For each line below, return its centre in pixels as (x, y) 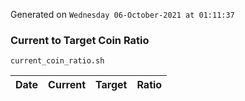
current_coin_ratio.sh (57, 61)
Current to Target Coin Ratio (80, 40)
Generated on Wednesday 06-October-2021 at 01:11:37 (122, 14)
